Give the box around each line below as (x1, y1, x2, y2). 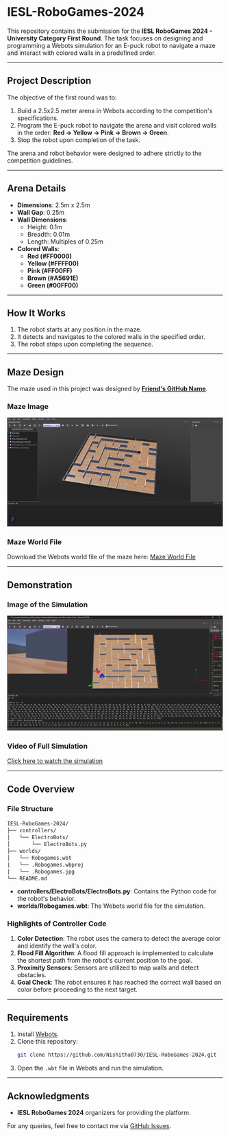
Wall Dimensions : (16, 215, 68, 224)
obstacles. (16, 971, 47, 979)
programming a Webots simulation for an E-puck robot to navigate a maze (7, 41, 216, 49)
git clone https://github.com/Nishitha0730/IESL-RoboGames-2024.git (16, 1051, 217, 1059)
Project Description (7, 75, 92, 86)
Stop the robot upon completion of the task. (16, 135, 140, 144)
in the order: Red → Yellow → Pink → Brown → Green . (16, 128, 169, 137)
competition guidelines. (7, 156, 73, 165)
